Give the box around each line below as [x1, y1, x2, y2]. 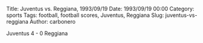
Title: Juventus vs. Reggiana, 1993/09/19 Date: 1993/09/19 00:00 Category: [6, 5, 195, 12]
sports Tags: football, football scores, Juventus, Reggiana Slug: [6, 12, 164, 19]
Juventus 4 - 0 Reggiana [6, 30, 68, 37]
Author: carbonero [29, 18, 76, 25]
